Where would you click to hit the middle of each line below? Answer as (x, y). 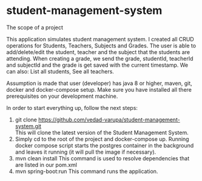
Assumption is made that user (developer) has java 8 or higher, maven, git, (99, 83)
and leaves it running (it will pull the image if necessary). (86, 152)
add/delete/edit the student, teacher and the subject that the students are (98, 52)
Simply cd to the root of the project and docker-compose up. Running (102, 139)
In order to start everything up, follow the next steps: (72, 108)
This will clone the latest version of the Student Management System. (102, 132)
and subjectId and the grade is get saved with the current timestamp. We (97, 65)
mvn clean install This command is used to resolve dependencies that (102, 158)
